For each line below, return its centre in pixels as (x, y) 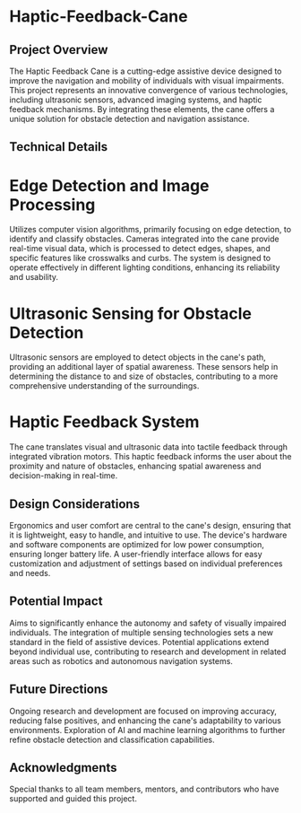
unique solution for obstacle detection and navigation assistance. (129, 119)
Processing (52, 205)
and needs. (30, 573)
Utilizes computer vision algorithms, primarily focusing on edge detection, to (150, 230)
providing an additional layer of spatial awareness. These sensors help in (144, 367)
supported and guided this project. (73, 799)
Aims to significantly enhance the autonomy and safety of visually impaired (148, 623)
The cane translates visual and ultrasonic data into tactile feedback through (149, 447)
